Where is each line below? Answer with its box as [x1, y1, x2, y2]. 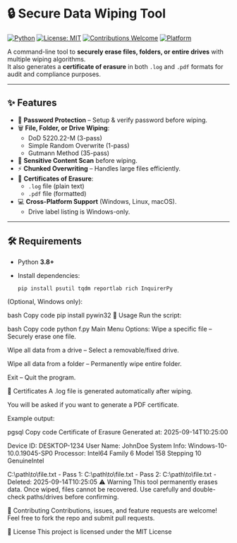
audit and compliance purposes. [7, 70, 101, 78]
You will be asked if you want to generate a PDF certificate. [7, 401, 179, 409]
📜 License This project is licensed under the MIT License [7, 527, 172, 536]
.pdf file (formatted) [28, 189, 87, 197]
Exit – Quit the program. [7, 373, 76, 382]
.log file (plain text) [28, 181, 85, 190]
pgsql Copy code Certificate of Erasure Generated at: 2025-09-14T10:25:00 [7, 428, 229, 437]
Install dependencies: [17, 271, 80, 279]
